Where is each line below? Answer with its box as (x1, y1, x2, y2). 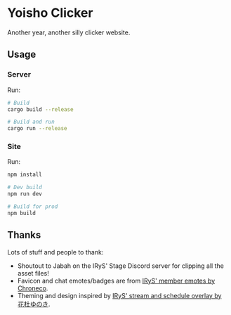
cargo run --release (7, 125, 68, 132)
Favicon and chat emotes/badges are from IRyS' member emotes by (17, 276, 216, 285)
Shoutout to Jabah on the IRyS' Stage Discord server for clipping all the (17, 262, 225, 270)
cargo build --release (7, 105, 74, 113)
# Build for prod (7, 203, 58, 210)
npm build (7, 210, 37, 217)
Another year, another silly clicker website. (7, 28, 131, 37)
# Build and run (7, 118, 55, 126)
